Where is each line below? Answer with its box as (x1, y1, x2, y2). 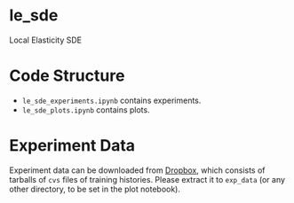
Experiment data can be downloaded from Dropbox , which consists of (9, 165, 266, 176)
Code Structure (9, 66, 125, 86)
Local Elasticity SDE (9, 35, 83, 45)
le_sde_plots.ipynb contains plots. (21, 104, 150, 115)
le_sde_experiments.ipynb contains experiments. (21, 95, 202, 105)
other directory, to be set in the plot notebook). (9, 183, 180, 194)
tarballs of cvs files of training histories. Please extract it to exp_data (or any (9, 174, 286, 184)
